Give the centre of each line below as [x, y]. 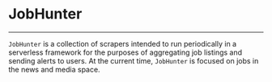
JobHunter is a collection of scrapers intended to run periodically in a [123, 43]
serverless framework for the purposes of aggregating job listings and [125, 52]
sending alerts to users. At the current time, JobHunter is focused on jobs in [134, 60]
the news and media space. [54, 69]
